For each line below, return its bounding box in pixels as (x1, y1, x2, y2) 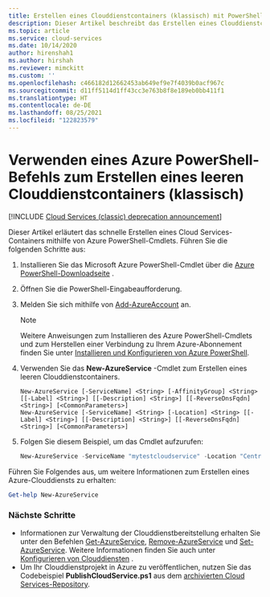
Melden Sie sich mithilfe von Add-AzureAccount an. (19, 299, 191, 309)
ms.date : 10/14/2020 (8, 42, 78, 50)
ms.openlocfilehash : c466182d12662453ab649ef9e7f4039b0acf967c (8, 79, 225, 87)
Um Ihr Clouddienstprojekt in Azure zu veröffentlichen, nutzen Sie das (19, 562, 252, 571)
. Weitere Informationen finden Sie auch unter (64, 545, 215, 554)
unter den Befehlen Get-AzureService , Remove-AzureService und (19, 536, 239, 546)
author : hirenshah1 (8, 49, 74, 57)
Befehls (8, 168, 61, 186)
